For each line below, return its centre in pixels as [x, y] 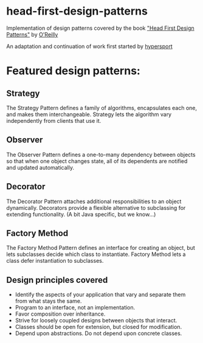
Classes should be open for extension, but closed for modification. [98, 327]
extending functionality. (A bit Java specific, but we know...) [81, 214]
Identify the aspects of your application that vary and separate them [100, 295]
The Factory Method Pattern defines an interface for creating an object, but [101, 248]
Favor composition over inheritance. [60, 314]
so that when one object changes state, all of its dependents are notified [97, 161]
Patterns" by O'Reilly [32, 34]
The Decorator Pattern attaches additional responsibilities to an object [94, 201]
